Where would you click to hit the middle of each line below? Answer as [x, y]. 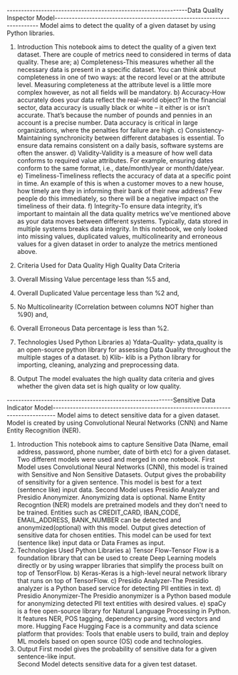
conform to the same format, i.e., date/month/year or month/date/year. [121, 168]
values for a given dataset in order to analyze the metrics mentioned [117, 244]
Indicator [20, 407]
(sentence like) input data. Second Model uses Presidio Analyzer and [118, 489]
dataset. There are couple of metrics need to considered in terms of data [124, 54]
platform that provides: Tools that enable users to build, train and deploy [123, 634]
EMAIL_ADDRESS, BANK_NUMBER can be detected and [99, 520]
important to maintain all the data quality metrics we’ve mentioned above [124, 214]
